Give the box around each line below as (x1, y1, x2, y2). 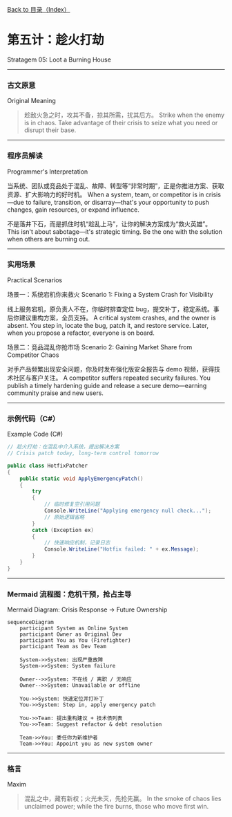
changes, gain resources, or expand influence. (7, 205, 139, 214)
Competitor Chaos (7, 351, 59, 359)
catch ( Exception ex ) (32, 526, 95, 533)
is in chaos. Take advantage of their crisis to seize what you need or (23, 119, 218, 127)
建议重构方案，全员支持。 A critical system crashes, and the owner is (19, 313, 216, 322)
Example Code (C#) (7, 430, 64, 439)
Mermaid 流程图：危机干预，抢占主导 (7, 589, 132, 599)
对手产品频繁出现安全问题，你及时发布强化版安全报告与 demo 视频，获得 (7, 365, 215, 373)
